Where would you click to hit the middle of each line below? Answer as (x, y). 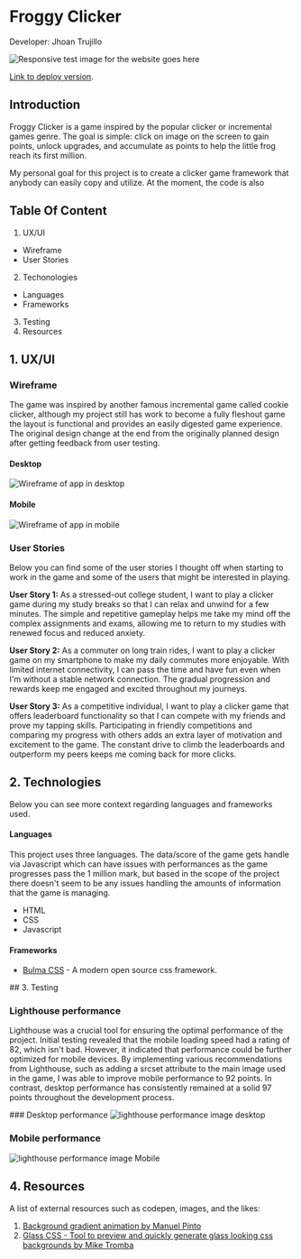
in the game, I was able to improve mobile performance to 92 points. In (141, 1079)
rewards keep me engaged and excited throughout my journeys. (128, 688)
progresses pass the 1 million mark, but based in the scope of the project (145, 873)
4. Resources (47, 1186)
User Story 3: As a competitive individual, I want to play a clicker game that (149, 706)
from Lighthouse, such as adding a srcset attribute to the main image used (147, 1069)
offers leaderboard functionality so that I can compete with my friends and (147, 715)
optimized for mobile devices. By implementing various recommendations (146, 1059)
